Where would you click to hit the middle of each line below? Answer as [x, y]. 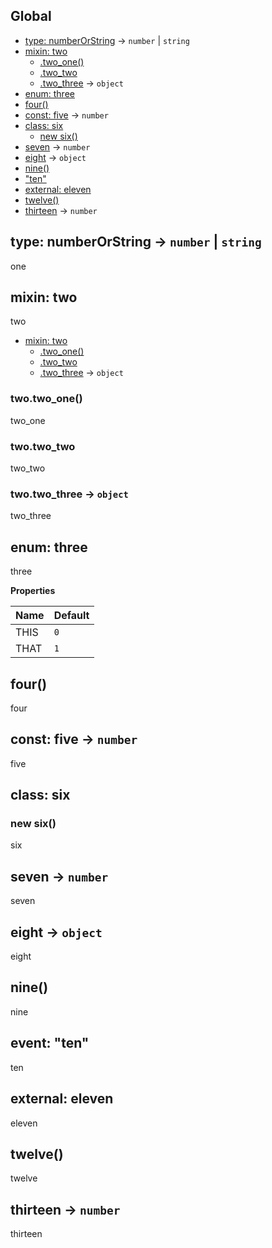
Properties [33, 591]
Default [71, 616]
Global [31, 16]
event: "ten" [50, 1043]
